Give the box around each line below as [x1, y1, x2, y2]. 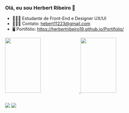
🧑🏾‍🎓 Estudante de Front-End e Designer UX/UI [12, 16, 106, 22]
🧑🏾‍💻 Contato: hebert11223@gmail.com [12, 21, 91, 26]
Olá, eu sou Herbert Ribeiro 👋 [5, 4, 76, 11]
